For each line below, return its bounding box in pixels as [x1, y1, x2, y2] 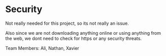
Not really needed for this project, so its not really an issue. [5, 20, 129, 26]
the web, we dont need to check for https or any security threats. [5, 35, 142, 41]
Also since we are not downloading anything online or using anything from [5, 30, 161, 36]
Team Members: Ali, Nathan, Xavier [5, 45, 79, 51]
